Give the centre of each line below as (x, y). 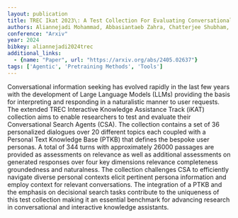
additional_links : (34, 54)
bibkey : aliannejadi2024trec (50, 47)
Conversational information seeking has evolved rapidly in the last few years (119, 86)
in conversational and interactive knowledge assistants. (88, 207)
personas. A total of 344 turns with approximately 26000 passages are (111, 147)
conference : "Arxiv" (38, 34)
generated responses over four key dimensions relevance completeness (113, 162)
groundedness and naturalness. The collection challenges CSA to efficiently (118, 169)
